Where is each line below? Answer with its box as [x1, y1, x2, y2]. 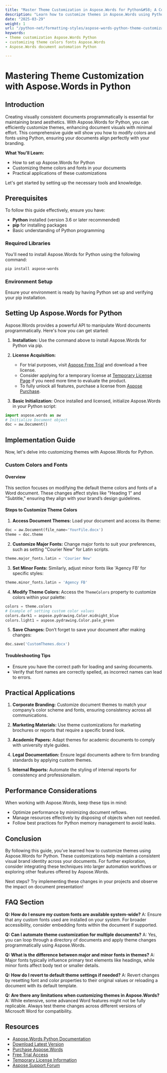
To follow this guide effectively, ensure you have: [5, 207, 105, 213]
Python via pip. [12, 342, 43, 349]
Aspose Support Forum [12, 1062, 61, 1068]
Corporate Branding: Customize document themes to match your [12, 702, 147, 708]
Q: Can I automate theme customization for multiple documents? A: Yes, [5, 932, 157, 938]
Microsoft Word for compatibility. [5, 1008, 73, 1014]
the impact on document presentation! [5, 884, 83, 889]
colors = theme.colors [5, 603, 52, 609]
